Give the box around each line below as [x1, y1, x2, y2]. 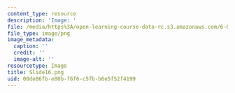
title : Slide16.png [7, 69, 64, 76]
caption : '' [13, 43, 49, 50]
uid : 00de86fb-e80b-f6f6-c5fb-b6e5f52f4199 [7, 75, 136, 83]
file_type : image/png [7, 29, 71, 37]
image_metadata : [7, 36, 55, 43]
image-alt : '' [13, 56, 55, 63]
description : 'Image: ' [7, 17, 77, 24]
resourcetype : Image [7, 62, 68, 69]
